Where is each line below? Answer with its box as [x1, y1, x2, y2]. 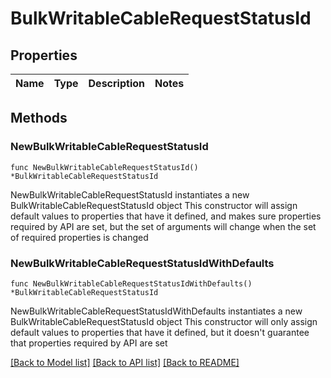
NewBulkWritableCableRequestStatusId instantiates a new [10, 188, 250, 201]
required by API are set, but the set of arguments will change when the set [10, 220, 317, 232]
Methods [10, 110, 68, 127]
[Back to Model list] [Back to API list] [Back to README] [10, 356, 240, 368]
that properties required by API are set [10, 337, 168, 349]
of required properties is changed [10, 231, 149, 243]
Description [88, 77, 145, 90]
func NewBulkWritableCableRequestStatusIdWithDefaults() [10, 278, 253, 289]
